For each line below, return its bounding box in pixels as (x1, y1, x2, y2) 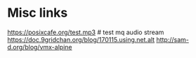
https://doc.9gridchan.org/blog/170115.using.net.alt (7, 35, 155, 43)
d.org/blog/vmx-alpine (7, 43, 72, 51)
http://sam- (156, 35, 190, 43)
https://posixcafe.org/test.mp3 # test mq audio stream (7, 28, 164, 36)
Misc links (7, 5, 68, 21)
